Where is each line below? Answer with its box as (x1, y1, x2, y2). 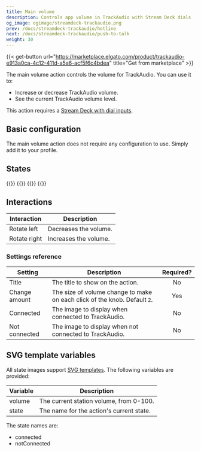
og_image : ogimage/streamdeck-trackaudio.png (6, 20, 121, 26)
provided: (6, 372, 30, 380)
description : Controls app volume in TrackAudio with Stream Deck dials (6, 14, 191, 20)
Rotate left (9, 225, 38, 233)
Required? (162, 268, 192, 276)
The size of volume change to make (51, 288, 153, 296)
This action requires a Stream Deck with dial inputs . (6, 107, 133, 114)
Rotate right (9, 235, 42, 243)
